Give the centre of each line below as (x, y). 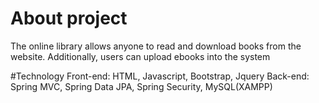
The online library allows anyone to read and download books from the (156, 46)
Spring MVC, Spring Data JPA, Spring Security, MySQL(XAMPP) (141, 86)
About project (69, 18)
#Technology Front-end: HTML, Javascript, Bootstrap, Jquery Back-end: (160, 76)
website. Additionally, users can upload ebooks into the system (140, 56)
